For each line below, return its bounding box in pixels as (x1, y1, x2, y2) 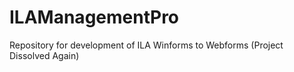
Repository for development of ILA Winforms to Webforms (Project (9, 39, 284, 51)
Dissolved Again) (9, 49, 80, 61)
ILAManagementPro (9, 6, 180, 29)
